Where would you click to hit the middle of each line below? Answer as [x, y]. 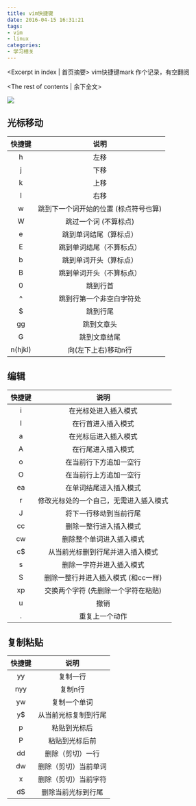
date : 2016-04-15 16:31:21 [46, 20]
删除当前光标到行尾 [73, 792]
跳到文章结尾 [100, 337]
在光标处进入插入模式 [103, 410]
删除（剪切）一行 [73, 754]
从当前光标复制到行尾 [73, 715]
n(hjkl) [21, 349]
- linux [18, 39]
